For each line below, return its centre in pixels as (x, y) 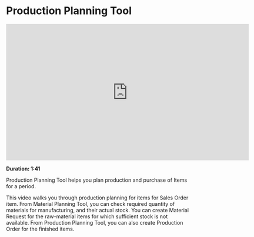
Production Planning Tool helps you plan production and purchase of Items (97, 180)
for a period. (21, 186)
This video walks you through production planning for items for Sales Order (97, 198)
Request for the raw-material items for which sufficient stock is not (87, 216)
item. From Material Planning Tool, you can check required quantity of (91, 203)
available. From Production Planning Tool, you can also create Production (95, 222)
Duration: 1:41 (23, 168)
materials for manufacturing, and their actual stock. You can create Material (98, 210)
